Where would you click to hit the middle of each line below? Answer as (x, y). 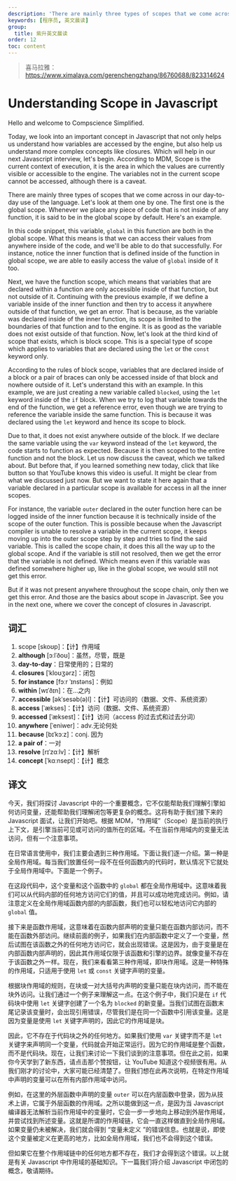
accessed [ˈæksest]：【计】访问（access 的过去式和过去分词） (109, 716)
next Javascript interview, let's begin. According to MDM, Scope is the (109, 159)
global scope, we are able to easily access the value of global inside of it (113, 260)
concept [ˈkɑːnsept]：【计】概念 (63, 760)
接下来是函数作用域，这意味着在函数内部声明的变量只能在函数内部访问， (112, 926)
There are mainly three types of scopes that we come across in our (105, 194)
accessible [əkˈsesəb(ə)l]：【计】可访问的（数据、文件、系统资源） (114, 699)
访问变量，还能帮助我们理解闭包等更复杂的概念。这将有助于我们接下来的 (118, 812)
